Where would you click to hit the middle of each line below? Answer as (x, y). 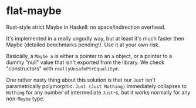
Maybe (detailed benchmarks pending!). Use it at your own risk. (83, 45)
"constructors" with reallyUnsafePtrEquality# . (62, 68)
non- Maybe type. (26, 99)
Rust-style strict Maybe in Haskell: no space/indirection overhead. (86, 27)
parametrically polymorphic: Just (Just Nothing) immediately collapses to (96, 86)
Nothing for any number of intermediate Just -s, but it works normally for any (98, 92)
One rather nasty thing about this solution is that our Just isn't (81, 80)
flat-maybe (34, 11)
